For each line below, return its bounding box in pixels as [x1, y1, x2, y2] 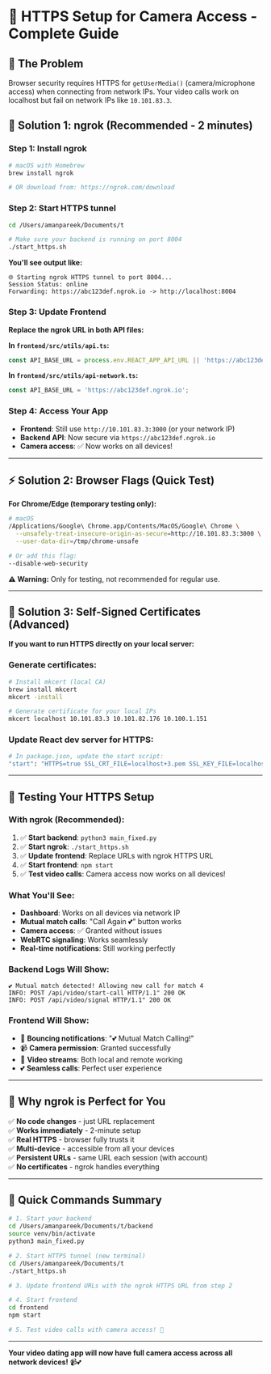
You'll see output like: [8, 258, 83, 268]
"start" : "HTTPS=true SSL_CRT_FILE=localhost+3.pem [8, 760, 186, 768]
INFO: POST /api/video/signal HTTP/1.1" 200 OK [8, 996, 172, 1004]
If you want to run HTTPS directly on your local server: [8, 639, 195, 649]
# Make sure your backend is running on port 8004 [8, 235, 182, 244]
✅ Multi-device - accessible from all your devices [8, 1143, 175, 1153]
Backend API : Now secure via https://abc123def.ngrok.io [19, 432, 216, 442]
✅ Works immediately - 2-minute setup [8, 1125, 141, 1135]
